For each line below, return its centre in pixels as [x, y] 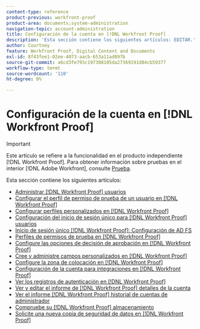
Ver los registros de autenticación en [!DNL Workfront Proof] [90, 282]
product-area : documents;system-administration [67, 23]
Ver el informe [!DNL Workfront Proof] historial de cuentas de [91, 295]
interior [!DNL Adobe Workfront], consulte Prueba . [69, 168]
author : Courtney [28, 46]
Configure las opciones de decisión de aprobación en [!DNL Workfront [103, 243]
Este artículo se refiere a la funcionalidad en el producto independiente [95, 156]
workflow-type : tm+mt [34, 68]
